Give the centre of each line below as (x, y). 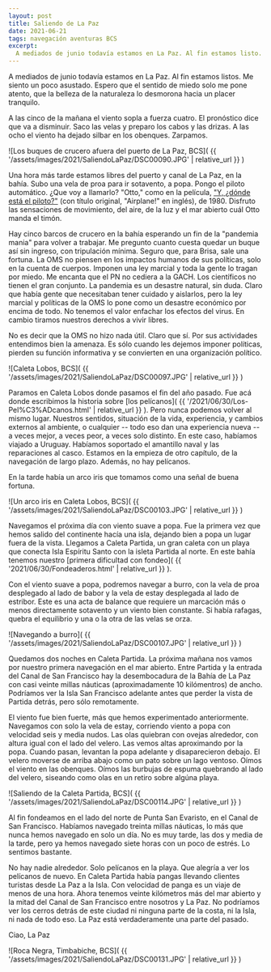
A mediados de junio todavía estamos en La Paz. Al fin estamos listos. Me (131, 76)
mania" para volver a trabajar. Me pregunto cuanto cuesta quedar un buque (134, 242)
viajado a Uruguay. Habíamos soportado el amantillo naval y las (114, 444)
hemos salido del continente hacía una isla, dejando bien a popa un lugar (130, 534)
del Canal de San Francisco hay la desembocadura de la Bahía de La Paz (130, 676)
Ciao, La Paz (30, 935)
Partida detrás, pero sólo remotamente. (74, 702)
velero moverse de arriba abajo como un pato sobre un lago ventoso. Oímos (135, 760)
